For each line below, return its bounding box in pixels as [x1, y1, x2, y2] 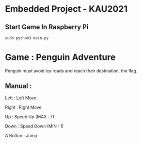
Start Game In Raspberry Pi [5, 23, 89, 31]
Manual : [5, 82, 32, 90]
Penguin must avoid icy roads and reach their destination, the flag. [5, 68, 138, 73]
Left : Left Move [5, 95, 37, 101]
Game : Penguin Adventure [5, 52, 116, 63]
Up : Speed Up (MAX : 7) [5, 113, 55, 120]
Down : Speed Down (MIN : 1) [5, 123, 64, 129]
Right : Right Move [5, 104, 42, 110]
